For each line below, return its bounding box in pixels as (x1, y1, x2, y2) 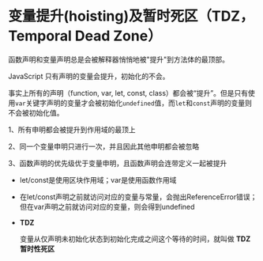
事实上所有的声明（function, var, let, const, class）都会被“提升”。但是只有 (8, 88, 249, 97)
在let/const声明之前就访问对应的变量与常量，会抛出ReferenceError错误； (19, 191, 257, 202)
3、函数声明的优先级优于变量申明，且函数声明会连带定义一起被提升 (8, 158, 227, 168)
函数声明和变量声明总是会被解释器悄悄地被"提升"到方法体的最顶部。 (8, 55, 230, 64)
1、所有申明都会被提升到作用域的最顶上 (8, 124, 136, 134)
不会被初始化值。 (8, 108, 64, 117)
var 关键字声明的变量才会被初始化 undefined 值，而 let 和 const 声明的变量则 (15, 98, 253, 108)
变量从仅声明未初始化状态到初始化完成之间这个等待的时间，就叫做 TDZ (19, 234, 251, 244)
